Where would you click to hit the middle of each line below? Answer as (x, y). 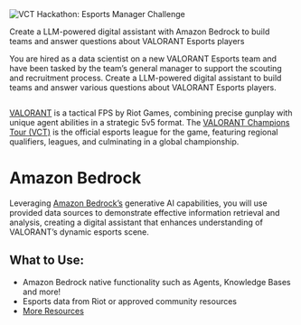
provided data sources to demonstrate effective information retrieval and (145, 212)
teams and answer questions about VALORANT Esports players (127, 41)
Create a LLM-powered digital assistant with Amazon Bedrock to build (140, 32)
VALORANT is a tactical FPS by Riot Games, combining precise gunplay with (151, 113)
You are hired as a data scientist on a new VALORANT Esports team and (143, 59)
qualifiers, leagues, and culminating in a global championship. (124, 142)
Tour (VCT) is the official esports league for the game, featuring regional (144, 132)
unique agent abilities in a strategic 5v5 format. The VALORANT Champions (150, 122)
